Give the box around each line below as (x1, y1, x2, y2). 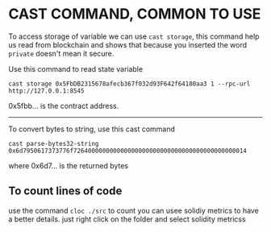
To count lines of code (8, 184, 123, 198)
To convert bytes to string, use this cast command (8, 124, 176, 134)
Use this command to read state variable (8, 64, 144, 73)
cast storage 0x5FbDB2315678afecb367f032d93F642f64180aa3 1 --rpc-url (8, 80, 251, 88)
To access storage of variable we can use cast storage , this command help (8, 31, 260, 41)
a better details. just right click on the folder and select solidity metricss (8, 214, 246, 224)
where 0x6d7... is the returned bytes (8, 160, 129, 170)
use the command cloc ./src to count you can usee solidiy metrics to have (8, 205, 260, 215)
